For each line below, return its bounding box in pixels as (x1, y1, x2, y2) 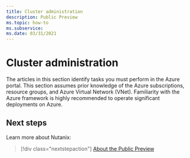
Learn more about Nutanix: (6, 134, 71, 141)
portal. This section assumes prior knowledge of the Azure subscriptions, (6, 82, 185, 89)
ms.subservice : (6, 25, 44, 31)
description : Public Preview (6, 14, 78, 20)
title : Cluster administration (6, 8, 83, 15)
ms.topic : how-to (6, 20, 49, 25)
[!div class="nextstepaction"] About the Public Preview (20, 145, 155, 152)
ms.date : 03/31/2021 (6, 31, 57, 37)
